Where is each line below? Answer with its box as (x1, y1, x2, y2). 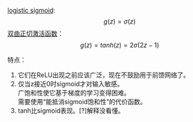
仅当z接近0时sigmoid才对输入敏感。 (17, 80, 124, 88)
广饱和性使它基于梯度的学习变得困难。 (17, 88, 130, 97)
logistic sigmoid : (7, 6, 56, 14)
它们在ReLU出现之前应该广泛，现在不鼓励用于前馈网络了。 (17, 71, 190, 79)
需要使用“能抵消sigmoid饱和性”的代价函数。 (17, 98, 147, 106)
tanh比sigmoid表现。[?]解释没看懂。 (17, 106, 125, 115)
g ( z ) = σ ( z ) (103, 17, 136, 26)
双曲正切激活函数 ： (7, 29, 64, 38)
